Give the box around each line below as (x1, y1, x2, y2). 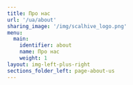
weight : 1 (19, 55, 48, 62)
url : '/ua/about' (7, 16, 57, 23)
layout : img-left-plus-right (7, 61, 90, 68)
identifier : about (19, 42, 72, 49)
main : (13, 36, 29, 42)
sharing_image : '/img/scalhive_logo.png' (7, 23, 128, 29)
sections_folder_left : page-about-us (7, 67, 115, 74)
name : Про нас (19, 49, 60, 56)
